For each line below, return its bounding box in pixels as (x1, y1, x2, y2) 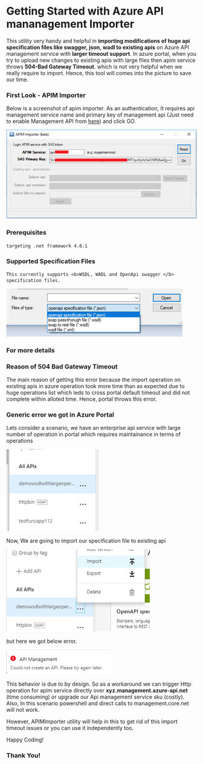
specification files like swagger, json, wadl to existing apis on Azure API (6, 44, 189, 51)
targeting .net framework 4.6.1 (6, 243, 88, 249)
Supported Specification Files (6, 256, 95, 265)
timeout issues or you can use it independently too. (6, 725, 134, 732)
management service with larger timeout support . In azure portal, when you (6, 50, 197, 57)
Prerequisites (6, 229, 47, 237)
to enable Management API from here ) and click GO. (6, 118, 136, 125)
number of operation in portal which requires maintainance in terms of (6, 431, 181, 438)
